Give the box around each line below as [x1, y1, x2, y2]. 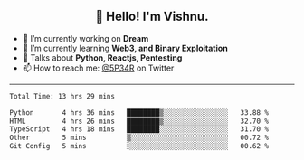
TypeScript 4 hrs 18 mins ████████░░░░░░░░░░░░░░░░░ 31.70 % [9, 125, 270, 134]
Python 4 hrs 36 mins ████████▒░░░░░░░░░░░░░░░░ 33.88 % [9, 108, 270, 118]
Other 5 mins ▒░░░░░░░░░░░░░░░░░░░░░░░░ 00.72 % [9, 133, 270, 143]
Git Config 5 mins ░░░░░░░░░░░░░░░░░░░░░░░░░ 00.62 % [9, 142, 270, 151]
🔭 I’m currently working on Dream [22, 33, 149, 43]
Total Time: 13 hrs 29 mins [9, 91, 116, 100]
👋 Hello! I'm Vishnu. [95, 9, 209, 24]
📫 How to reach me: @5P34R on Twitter [22, 62, 175, 73]
